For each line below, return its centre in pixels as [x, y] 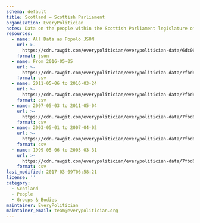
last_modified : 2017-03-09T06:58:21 [51, 172]
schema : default [26, 12]
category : [18, 183]
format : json [33, 56]
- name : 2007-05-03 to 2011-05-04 [54, 106]
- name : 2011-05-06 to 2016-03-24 [54, 84]
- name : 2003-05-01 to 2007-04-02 [54, 128]
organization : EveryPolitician [45, 23]
